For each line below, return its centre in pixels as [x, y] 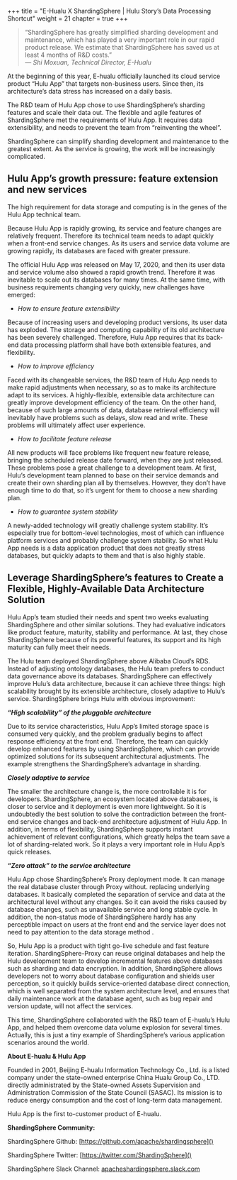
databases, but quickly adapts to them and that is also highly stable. [106, 555]
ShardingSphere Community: [51, 1127]
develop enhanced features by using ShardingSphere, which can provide [114, 749]
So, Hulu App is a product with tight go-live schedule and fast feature [108, 945]
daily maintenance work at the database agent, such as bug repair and [110, 998]
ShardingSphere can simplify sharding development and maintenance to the [118, 141]
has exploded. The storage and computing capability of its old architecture [116, 329]
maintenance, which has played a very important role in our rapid [119, 40]
